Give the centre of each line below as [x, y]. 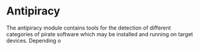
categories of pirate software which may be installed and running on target [99, 34]
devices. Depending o [34, 40]
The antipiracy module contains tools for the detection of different [89, 28]
